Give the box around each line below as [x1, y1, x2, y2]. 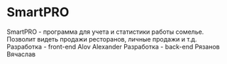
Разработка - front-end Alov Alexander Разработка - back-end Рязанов [6, 42, 221, 51]
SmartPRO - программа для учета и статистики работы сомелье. [6, 27, 204, 36]
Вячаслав [6, 50, 36, 58]
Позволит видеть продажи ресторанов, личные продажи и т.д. [6, 34, 197, 43]
